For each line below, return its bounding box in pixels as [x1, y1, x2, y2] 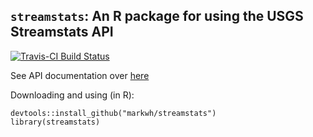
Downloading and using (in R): [10, 89, 135, 101]
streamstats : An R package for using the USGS [10, 8, 304, 25]
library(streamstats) [10, 117, 101, 127]
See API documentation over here [10, 69, 150, 81]
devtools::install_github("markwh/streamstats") [10, 108, 217, 118]
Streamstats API [10, 24, 114, 41]
